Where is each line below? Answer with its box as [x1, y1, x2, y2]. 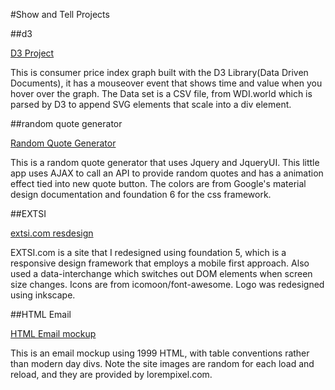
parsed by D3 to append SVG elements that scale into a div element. [10, 99, 292, 110]
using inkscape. [10, 289, 76, 301]
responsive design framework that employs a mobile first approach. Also [10, 257, 310, 269]
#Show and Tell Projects [10, 9, 110, 20]
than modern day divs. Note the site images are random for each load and [10, 358, 315, 369]
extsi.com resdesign [10, 227, 94, 239]
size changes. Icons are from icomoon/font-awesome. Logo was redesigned [10, 279, 325, 290]
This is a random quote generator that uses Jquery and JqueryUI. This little [10, 157, 320, 168]
